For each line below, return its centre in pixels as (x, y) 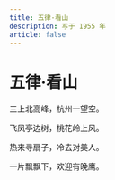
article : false (38, 34)
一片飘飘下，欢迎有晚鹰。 (57, 166)
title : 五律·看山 (39, 18)
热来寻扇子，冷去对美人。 (57, 147)
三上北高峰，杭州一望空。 (57, 109)
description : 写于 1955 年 (57, 26)
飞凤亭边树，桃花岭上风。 (57, 128)
